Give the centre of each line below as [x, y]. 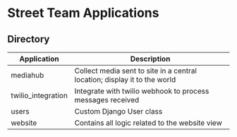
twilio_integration [39, 95]
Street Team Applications [83, 13]
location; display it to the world [125, 79]
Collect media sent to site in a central [136, 71]
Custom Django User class [119, 111]
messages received [107, 100]
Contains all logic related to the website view [148, 123]
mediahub [28, 75]
